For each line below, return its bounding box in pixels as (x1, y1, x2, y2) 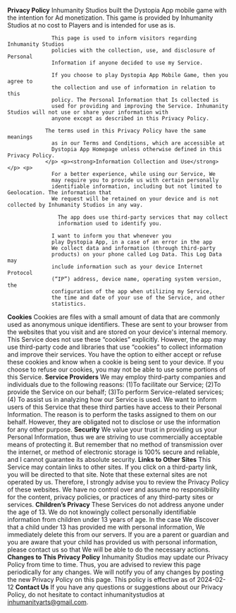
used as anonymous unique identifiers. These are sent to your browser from (7, 321, 228, 328)
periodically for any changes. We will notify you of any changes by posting (7, 568, 224, 576)
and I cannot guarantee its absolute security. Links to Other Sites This (7, 456, 211, 463)
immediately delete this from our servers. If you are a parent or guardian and (7, 530, 229, 539)
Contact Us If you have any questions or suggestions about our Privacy (15, 583, 223, 591)
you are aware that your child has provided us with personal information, (7, 538, 218, 546)
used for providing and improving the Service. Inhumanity (51, 102, 229, 109)
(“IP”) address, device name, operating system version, (51, 275, 222, 282)
